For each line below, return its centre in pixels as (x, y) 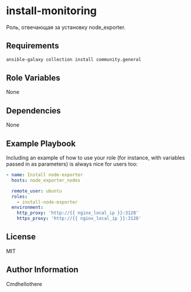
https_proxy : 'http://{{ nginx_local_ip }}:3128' (79, 219)
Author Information (42, 270)
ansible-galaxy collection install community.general (74, 59)
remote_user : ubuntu (37, 191)
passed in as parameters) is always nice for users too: (72, 164)
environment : (27, 207)
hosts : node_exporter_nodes (46, 180)
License (21, 237)
